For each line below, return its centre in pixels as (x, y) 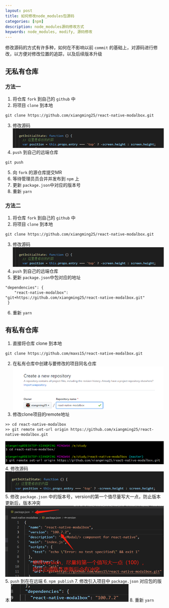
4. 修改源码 (17, 469)
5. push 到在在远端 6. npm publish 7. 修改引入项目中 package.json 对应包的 (81, 581)
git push (14, 162)
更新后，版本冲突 (23, 503)
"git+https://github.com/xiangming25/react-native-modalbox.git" (75, 298)
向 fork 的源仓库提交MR (37, 173)
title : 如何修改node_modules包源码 (40, 16)
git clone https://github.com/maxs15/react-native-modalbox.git (74, 353)
